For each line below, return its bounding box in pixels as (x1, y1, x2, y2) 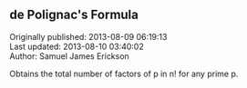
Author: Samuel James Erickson (9, 50, 129, 62)
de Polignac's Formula (9, 7, 139, 23)
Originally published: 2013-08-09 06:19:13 (9, 31, 168, 42)
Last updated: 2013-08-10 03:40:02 (9, 41, 144, 52)
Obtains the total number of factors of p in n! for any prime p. (9, 68, 239, 79)
